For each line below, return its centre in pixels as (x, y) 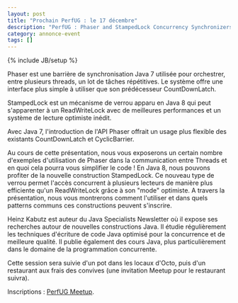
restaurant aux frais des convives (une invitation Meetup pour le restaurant (117, 270)
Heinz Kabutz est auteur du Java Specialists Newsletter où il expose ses (113, 219)
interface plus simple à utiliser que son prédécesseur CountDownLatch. (112, 89)
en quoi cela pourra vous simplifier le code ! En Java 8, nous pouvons (109, 168)
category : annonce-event (44, 34)
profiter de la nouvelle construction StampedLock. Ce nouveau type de (111, 176)
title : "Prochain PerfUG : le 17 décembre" (73, 21)
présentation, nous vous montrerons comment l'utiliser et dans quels (108, 198)
